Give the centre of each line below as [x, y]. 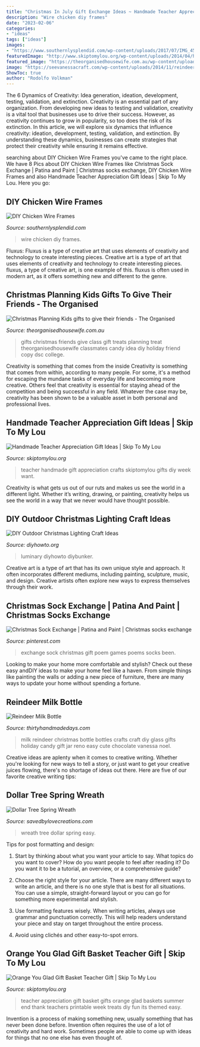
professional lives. [28, 404]
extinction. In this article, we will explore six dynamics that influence [90, 127]
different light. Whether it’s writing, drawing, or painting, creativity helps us [98, 494]
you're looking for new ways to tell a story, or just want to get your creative [98, 764]
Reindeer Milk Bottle [44, 702]
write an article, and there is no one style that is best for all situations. [100, 886]
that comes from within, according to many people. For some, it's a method [98, 372]
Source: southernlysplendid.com [46, 227]
